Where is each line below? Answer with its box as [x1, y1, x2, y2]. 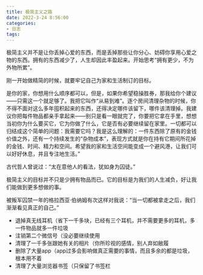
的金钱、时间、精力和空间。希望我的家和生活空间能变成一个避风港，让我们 [6, 143, 192, 150]
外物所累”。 [6, 64, 36, 71]
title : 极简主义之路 [6, 8, 53, 15]
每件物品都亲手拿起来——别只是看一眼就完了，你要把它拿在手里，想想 [22, 113, 197, 120]
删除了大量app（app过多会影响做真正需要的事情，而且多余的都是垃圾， [14, 247, 193, 254]
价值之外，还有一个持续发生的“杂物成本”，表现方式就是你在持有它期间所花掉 [6, 135, 196, 142]
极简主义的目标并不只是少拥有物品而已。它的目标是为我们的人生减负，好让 [6, 176, 192, 184]
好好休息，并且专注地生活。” [11, 150, 80, 157]
